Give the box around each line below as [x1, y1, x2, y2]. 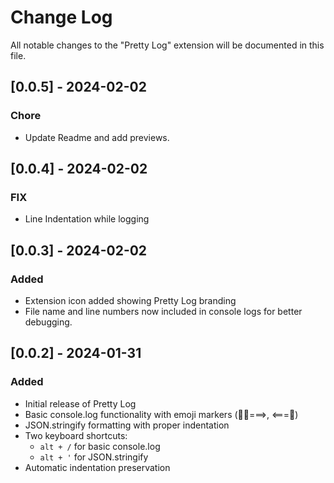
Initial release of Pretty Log [24, 397, 137, 410]
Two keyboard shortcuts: [24, 429, 128, 441]
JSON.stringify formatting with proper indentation [24, 419, 230, 431]
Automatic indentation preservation [24, 461, 171, 473]
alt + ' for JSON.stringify [39, 451, 149, 463]
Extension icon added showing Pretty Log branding [24, 295, 237, 306]
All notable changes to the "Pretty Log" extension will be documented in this [10, 39, 325, 51]
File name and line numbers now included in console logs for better [24, 306, 303, 317]
